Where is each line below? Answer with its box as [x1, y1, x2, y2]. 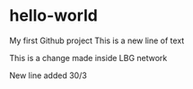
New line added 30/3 [9, 69, 87, 81]
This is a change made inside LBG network [9, 52, 168, 63]
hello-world [9, 5, 99, 26]
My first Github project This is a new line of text [9, 35, 185, 46]
